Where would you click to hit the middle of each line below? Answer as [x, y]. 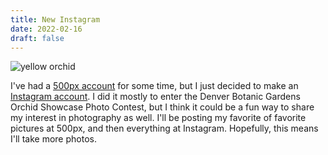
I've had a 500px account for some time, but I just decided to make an [154, 86]
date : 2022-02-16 [46, 29]
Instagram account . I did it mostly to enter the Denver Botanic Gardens [155, 97]
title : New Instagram [55, 19]
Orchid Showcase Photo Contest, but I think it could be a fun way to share [162, 107]
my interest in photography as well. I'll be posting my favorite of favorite [158, 118]
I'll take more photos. [53, 139]
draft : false [37, 38]
